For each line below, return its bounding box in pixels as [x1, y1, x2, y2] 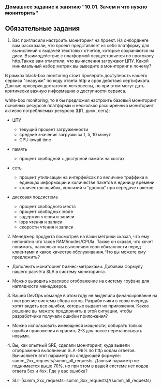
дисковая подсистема [12, 194, 58, 200]
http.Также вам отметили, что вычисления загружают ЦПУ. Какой [12, 58, 149, 64]
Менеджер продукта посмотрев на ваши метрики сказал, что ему [12, 233, 150, 239]
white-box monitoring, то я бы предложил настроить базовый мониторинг [5, 97, 157, 103]
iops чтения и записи [19, 219, 63, 225]
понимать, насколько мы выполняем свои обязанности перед [12, 243, 141, 249]
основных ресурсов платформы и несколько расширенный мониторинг [5, 102, 154, 108]
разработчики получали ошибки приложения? [12, 313, 108, 319]
